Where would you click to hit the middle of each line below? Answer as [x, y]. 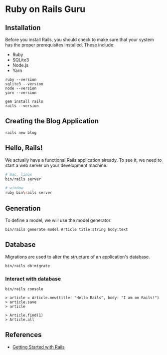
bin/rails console [24, 289]
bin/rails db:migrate [28, 266]
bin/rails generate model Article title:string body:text [67, 229]
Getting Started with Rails [38, 347]
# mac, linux [19, 174]
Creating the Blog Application [52, 121]
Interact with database [33, 279]
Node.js [20, 65]
